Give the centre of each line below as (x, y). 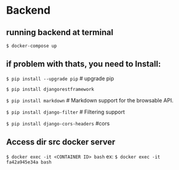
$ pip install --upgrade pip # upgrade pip (60, 78)
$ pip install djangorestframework (50, 89)
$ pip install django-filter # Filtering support (65, 112)
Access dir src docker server (61, 142)
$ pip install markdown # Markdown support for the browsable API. (90, 100)
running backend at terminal (60, 32)
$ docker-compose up (32, 46)
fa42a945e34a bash (29, 162)
